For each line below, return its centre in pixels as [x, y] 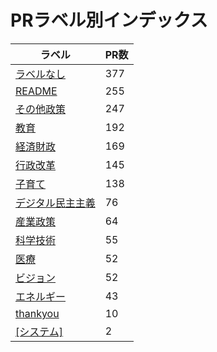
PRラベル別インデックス [109, 20]
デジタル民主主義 [55, 203]
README [36, 91]
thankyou [37, 313]
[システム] [39, 331]
